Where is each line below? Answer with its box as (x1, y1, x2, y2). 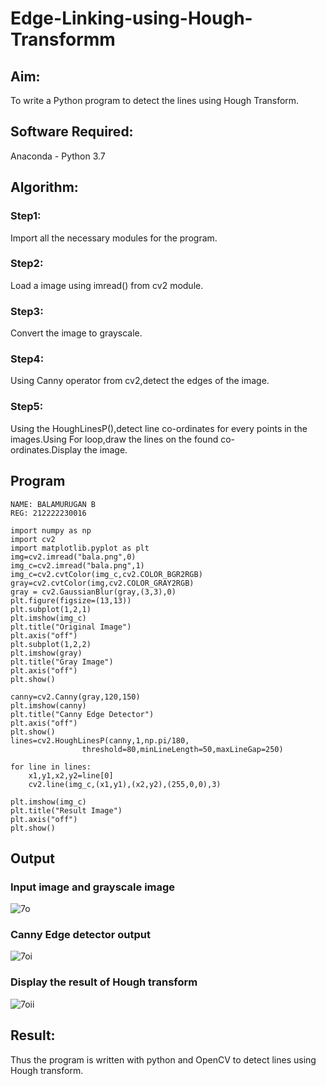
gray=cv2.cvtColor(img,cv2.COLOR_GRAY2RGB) (10, 578, 195, 588)
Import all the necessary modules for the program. (10, 232, 218, 244)
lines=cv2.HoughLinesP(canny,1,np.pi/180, (10, 735, 190, 746)
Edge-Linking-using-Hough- (10, 7, 253, 30)
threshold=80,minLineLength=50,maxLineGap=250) (81, 744, 284, 754)
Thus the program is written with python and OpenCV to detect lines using (10, 1053, 317, 1066)
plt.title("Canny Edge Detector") (10, 709, 155, 719)
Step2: (10, 257, 44, 271)
